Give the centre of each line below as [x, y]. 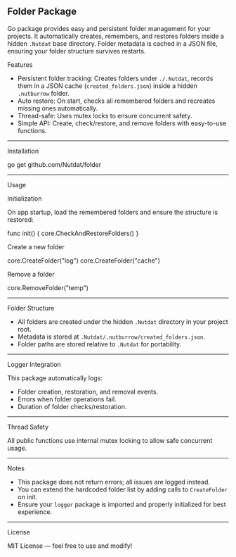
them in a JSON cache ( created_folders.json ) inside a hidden [107, 86]
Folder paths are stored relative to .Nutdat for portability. [99, 344]
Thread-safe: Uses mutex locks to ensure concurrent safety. [105, 115]
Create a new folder [36, 246]
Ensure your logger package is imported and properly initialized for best [122, 504]
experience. [35, 512]
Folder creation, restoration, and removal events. [88, 392]
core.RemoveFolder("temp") [48, 287]
